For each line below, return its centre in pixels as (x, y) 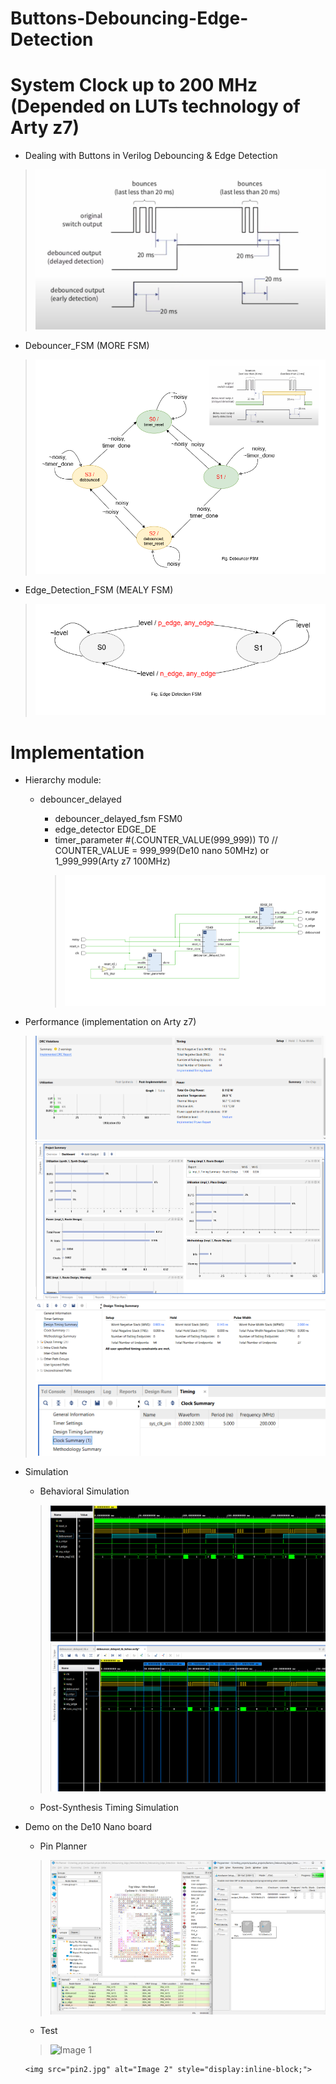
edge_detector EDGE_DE (105, 829)
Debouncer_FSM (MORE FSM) (87, 345)
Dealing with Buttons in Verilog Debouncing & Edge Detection (151, 156)
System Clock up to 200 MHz (134, 85)
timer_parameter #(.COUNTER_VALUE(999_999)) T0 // (166, 840)
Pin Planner (63, 1846)
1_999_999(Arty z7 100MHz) (112, 861)
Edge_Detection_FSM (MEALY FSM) (99, 590)
